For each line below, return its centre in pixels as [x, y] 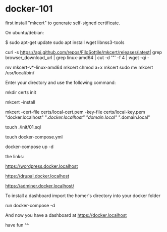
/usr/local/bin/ [20, 73]
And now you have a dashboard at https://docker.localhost [66, 215]
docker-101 [29, 9]
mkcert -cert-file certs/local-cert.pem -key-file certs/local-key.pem [75, 112]
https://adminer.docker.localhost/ [40, 185]
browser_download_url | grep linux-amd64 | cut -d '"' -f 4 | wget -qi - [77, 57]
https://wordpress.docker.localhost [42, 166]
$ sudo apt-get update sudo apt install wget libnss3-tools [65, 42]
